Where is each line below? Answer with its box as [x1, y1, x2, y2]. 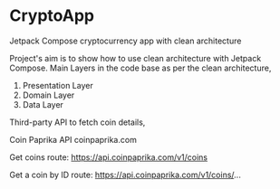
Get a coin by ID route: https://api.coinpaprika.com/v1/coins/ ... [9, 169, 242, 180]
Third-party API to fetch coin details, [9, 117, 146, 128]
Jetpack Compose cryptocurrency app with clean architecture [9, 35, 242, 46]
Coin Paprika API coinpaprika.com [9, 134, 138, 145]
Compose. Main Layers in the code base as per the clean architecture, [9, 62, 272, 73]
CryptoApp [9, 5, 95, 26]
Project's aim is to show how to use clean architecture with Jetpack [9, 52, 262, 63]
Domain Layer [22, 90, 75, 100]
